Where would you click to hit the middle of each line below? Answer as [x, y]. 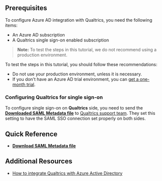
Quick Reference [31, 134]
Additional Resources [39, 162]
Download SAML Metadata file [44, 145]
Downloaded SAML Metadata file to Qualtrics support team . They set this [80, 113]
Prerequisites [26, 8]
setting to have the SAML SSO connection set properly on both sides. [76, 118]
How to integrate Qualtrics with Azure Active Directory [67, 173]
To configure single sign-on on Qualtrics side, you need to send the [74, 108]
